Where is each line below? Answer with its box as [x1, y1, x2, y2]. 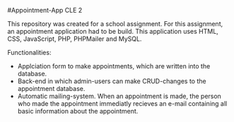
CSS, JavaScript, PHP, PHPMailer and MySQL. [7, 35, 142, 43]
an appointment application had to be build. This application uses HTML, [7, 28, 219, 35]
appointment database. [17, 85, 86, 92]
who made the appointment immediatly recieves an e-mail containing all [17, 99, 228, 108]
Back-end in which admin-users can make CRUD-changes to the [17, 77, 206, 85]
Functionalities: [7, 49, 52, 56]
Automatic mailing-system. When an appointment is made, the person [17, 92, 221, 100]
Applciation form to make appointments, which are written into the [17, 62, 211, 70]
